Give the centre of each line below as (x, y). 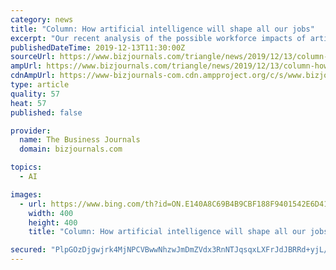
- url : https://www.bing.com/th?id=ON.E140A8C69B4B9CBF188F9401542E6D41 (174, 204)
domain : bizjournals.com (71, 149)
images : (26, 194)
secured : (28, 250)
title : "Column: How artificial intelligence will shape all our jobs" (162, 29)
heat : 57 (28, 103)
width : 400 (51, 213)
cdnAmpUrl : (33, 76)
